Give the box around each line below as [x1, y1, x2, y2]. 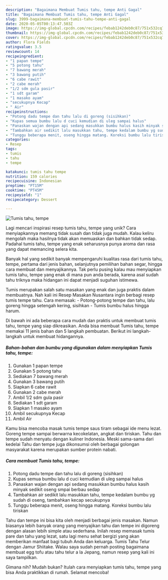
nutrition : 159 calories [5, 174, 57, 179]
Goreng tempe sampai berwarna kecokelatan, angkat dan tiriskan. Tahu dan [5, 430, 162, 436]
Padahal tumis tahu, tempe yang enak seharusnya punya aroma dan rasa [5, 240, 155, 247]
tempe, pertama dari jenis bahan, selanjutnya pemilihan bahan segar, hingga [5, 261, 163, 267]
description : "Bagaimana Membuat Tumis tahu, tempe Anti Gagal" [5, 7, 142, 12]
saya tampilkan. [5, 554, 38, 560]
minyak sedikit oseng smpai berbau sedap [12, 486, 100, 492]
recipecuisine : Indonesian [5, 179, 62, 184]
